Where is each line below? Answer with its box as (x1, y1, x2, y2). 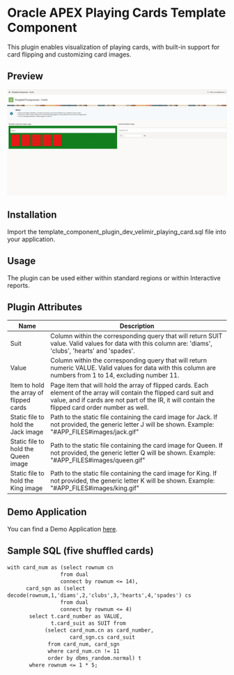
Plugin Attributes (7, 301, 83, 313)
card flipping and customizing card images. (7, 50, 132, 59)
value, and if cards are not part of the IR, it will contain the (50, 395, 215, 404)
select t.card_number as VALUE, (29, 613, 123, 620)
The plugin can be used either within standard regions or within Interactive (7, 273, 221, 282)
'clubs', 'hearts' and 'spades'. (50, 347, 135, 355)
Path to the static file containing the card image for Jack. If (50, 413, 218, 421)
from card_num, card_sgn (47, 641, 120, 648)
